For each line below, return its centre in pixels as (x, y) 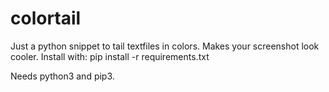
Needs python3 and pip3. (62, 76)
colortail (46, 18)
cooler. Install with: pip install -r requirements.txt (110, 56)
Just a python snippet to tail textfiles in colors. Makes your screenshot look (165, 46)
